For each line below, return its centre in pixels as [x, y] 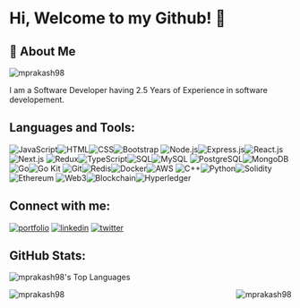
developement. [37, 99]
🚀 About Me [43, 51]
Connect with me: [60, 206]
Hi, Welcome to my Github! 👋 [118, 18]
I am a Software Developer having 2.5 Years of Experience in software [139, 90]
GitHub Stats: [48, 256]
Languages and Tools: [73, 128]
